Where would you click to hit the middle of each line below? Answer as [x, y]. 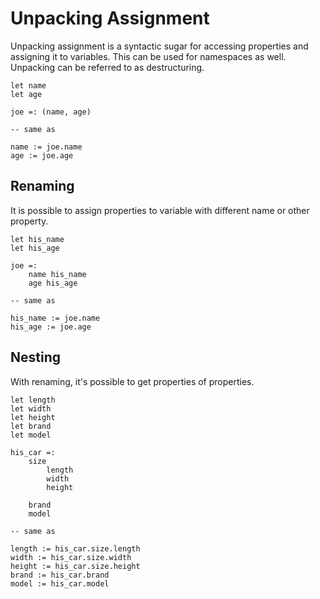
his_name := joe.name [55, 318]
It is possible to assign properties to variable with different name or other [160, 210]
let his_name [37, 239]
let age [26, 94]
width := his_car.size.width [71, 557]
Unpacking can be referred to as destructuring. [107, 67]
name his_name [57, 274]
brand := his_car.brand [60, 575]
